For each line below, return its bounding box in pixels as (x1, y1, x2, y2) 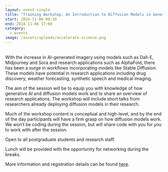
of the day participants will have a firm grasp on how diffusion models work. (5, 116, 162, 122)
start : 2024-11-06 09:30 (5, 16, 57, 21)
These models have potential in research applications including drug (5, 70, 146, 76)
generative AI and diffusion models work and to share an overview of (5, 90, 147, 96)
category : (5, 26, 26, 31)
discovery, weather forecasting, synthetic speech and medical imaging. (5, 75, 152, 81)
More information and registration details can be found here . (5, 161, 129, 167)
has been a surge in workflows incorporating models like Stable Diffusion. (5, 64, 157, 70)
